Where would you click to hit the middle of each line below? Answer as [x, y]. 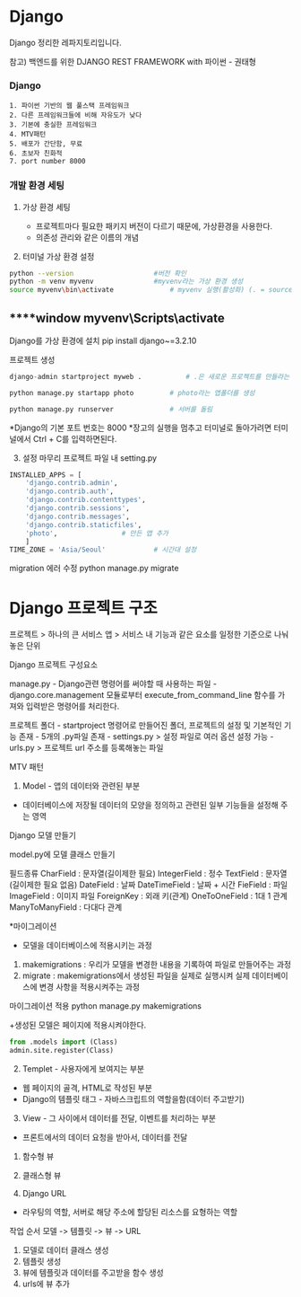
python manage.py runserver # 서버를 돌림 [111, 409]
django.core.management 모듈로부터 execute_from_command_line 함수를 [142, 695]
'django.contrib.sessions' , [77, 508]
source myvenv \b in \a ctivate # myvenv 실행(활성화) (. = [137, 290]
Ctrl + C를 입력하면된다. [75, 438]
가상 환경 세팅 [46, 207]
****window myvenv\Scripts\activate [117, 318]
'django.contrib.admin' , [72, 483]
